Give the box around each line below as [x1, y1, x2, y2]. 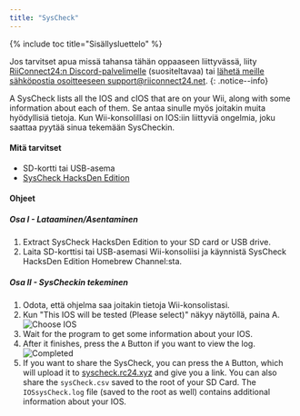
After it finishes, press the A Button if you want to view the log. [22, 338, 256, 350]
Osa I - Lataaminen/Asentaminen [9, 214, 138, 225]
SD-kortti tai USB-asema [22, 163, 115, 173]
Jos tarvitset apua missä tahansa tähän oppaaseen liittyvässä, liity [9, 55, 257, 66]
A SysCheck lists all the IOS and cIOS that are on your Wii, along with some [9, 93, 291, 104]
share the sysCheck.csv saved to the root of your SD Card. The [22, 377, 256, 388]
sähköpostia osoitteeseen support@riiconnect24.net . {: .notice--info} [9, 74, 269, 86]
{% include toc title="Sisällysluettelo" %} [9, 38, 163, 49]
